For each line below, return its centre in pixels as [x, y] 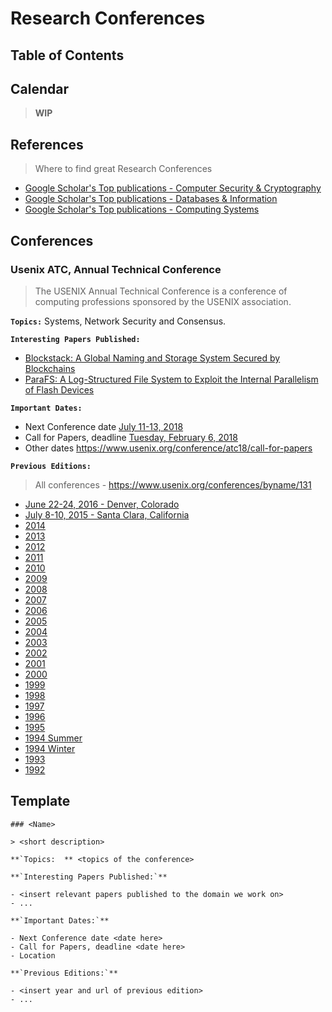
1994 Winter [50, 748]
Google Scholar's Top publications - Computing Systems [142, 209]
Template [40, 801]
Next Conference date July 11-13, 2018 [104, 426]
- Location [33, 955]
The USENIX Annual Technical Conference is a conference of [161, 291]
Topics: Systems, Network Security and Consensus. [118, 321]
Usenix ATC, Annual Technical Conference [116, 269]
